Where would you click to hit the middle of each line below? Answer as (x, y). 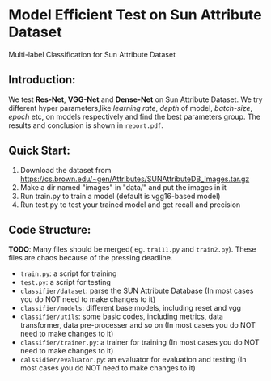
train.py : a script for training (68, 273)
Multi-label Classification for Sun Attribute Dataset (92, 54)
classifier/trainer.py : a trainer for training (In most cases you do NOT (140, 342)
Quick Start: (39, 151)
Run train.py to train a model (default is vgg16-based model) (120, 196)
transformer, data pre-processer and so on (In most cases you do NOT (138, 325)
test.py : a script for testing (66, 282)
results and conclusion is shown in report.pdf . (86, 125)
